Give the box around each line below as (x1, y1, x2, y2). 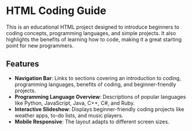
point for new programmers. (6, 42, 74, 49)
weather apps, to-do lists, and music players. (14, 112, 124, 119)
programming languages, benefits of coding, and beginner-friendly (14, 81, 177, 88)
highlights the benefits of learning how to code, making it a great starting (6, 36, 182, 43)
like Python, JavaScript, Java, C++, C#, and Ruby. (14, 99, 135, 106)
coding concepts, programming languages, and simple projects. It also (6, 29, 176, 36)
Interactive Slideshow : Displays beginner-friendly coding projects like (14, 105, 184, 112)
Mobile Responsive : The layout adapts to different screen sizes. (14, 118, 170, 125)
